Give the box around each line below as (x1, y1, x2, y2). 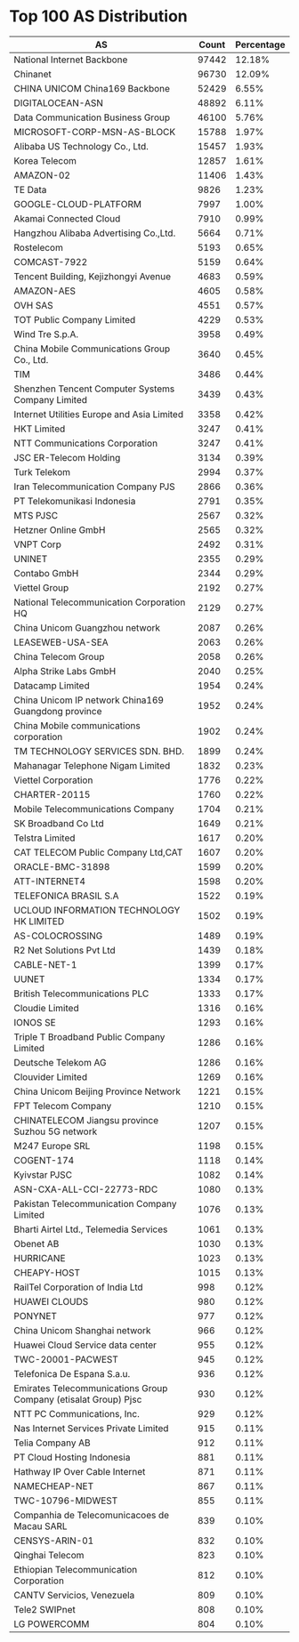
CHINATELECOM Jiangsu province (13, 1114, 158, 1126)
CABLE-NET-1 (13, 958, 77, 970)
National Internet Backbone (13, 53, 128, 66)
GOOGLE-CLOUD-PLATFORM (13, 197, 142, 210)
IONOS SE (13, 1016, 56, 1028)
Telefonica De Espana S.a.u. (13, 1367, 131, 1380)
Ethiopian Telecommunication (13, 1563, 138, 1575)
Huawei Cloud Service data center (13, 1339, 158, 1351)
